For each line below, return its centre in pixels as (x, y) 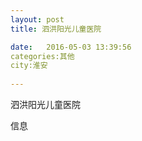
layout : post (37, 19)
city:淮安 (29, 66)
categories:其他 (42, 56)
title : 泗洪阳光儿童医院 (56, 29)
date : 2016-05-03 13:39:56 (71, 47)
